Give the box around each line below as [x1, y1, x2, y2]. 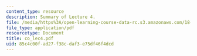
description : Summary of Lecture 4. [6, 14, 96, 20]
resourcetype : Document [6, 30, 64, 36]
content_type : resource [6, 8, 64, 15]
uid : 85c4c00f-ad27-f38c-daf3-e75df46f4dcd [6, 41, 114, 47]
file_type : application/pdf [6, 24, 75, 31]
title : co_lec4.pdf [6, 36, 54, 41]
